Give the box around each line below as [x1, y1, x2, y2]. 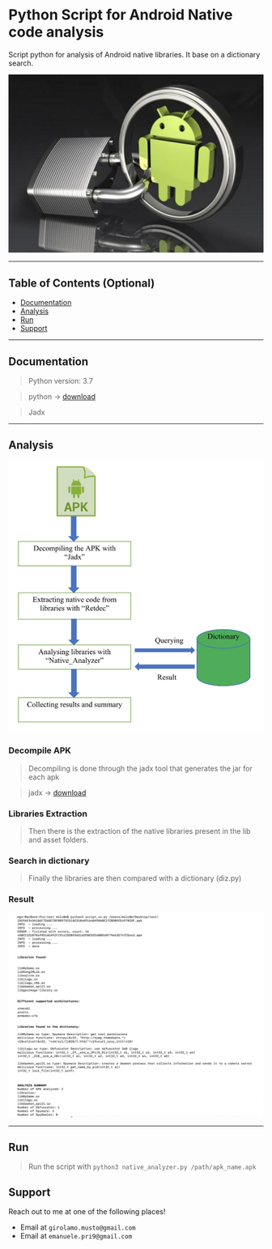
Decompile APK [8, 745, 71, 756]
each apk [28, 771, 60, 782]
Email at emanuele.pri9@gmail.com [19, 1231, 133, 1241]
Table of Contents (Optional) [8, 276, 155, 290]
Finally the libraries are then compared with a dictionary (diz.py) [28, 873, 242, 883]
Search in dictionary [8, 855, 90, 866]
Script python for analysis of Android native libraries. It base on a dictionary [8, 49, 261, 59]
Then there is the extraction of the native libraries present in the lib [28, 826, 251, 835]
